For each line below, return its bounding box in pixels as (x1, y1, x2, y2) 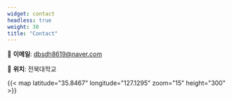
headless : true (7, 17, 52, 24)
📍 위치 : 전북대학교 (7, 65, 57, 74)
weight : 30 (7, 23, 39, 30)
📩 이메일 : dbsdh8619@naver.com (7, 50, 103, 58)
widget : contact (7, 10, 55, 18)
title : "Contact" (7, 29, 58, 37)
